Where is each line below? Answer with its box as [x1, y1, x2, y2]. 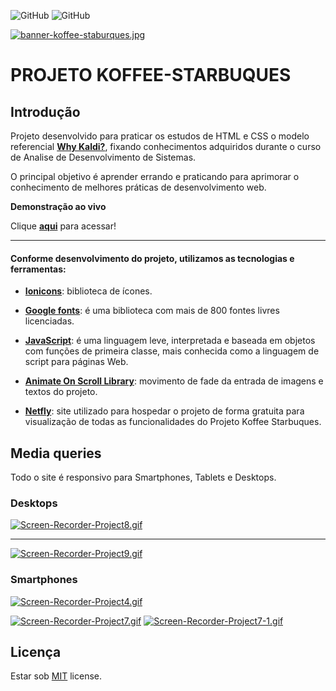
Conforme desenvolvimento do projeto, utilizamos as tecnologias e [10, 252, 295, 264]
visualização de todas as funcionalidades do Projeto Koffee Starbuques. [24, 416, 322, 428]
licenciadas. [24, 315, 75, 327]
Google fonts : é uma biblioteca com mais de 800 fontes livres [24, 305, 280, 317]
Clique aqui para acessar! [10, 220, 117, 232]
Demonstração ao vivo [10, 201, 107, 212]
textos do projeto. [24, 386, 98, 398]
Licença [10, 644, 62, 660]
